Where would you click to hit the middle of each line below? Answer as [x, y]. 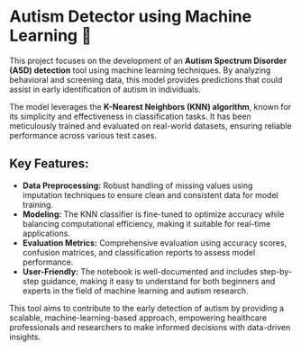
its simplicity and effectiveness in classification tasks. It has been [131, 116]
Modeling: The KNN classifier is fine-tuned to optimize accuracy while [154, 214]
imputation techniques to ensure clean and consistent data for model [150, 194]
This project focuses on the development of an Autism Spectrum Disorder [148, 60]
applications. [46, 233]
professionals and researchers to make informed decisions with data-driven [150, 327]
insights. [25, 337]
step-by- [276, 271]
